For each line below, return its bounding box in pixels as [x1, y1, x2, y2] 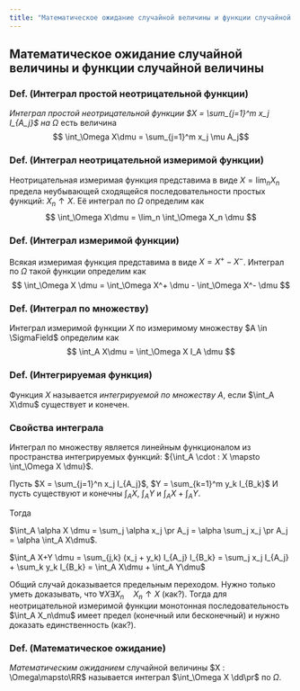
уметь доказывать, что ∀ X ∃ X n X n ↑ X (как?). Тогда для [9, 588, 227, 601]
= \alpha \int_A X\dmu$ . [9, 534, 98, 545]
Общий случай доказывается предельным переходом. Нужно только [9, 579, 276, 589]
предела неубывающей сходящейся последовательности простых [9, 186, 266, 197]
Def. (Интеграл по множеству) [9, 302, 149, 315]
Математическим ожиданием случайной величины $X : [9, 662, 225, 673]
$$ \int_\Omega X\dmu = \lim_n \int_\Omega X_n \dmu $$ [44, 212, 258, 223]
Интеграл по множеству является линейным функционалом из [9, 442, 251, 453]
